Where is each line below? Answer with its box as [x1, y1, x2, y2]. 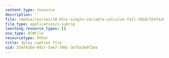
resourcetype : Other [5, 36, 49, 41]
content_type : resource [5, 7, 55, 13]
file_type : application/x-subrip [5, 21, 75, 27]
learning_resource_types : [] [5, 26, 66, 31]
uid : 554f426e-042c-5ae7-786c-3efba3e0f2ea [5, 45, 98, 50]
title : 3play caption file [5, 40, 62, 45]
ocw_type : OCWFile [5, 31, 44, 36]
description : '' [5, 12, 39, 17]
